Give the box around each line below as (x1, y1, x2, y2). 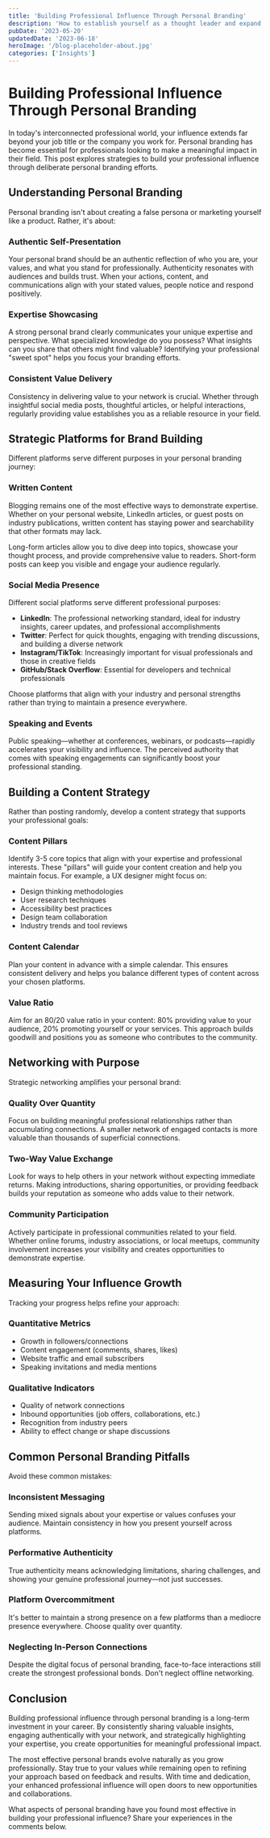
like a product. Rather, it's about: (8, 216, 116, 225)
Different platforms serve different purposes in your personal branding (8, 453, 242, 463)
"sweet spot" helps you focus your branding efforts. (8, 353, 181, 363)
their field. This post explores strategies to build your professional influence (8, 154, 260, 163)
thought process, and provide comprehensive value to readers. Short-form (8, 550, 256, 560)
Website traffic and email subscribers (19, 1353, 145, 1363)
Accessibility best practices (19, 904, 113, 914)
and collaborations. (8, 1789, 73, 1798)
